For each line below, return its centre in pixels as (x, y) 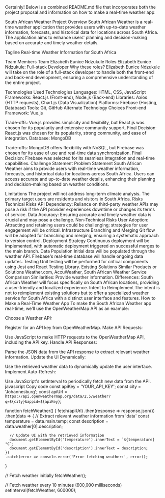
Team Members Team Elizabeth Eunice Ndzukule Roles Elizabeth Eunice (78, 62)
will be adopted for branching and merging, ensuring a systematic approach (82, 235)
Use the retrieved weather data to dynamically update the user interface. (79, 366)
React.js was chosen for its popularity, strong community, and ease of (76, 133)
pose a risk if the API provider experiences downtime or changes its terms (80, 209)
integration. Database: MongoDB (38, 138)
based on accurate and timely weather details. (52, 43)
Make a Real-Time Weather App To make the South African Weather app (78, 303)
